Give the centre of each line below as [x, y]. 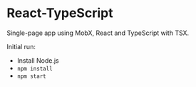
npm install [35, 68]
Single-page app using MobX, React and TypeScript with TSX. [98, 33]
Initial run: [21, 46]
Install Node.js [38, 60]
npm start [32, 76]
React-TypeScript [60, 13]
